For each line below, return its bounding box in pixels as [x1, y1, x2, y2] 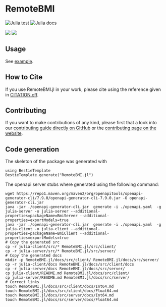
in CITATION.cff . [5, 91, 39, 97]
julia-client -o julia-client [5, 227, 69, 232]
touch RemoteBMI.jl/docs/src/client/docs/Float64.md [5, 288, 119, 293]
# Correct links [5, 280, 39, 285]
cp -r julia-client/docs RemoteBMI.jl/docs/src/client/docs [5, 262, 135, 267]
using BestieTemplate [5, 168, 51, 173]
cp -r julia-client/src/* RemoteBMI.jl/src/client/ [5, 244, 116, 249]
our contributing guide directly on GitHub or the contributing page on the [5, 125, 156, 131]
